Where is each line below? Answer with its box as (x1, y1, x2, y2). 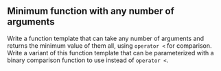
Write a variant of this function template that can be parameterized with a (7, 48, 214, 57)
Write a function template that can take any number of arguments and (7, 34, 205, 42)
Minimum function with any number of (7, 5, 175, 17)
